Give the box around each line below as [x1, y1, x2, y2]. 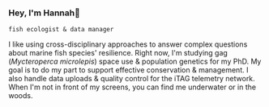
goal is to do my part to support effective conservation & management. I [8, 65, 249, 75]
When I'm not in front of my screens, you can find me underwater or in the [8, 82, 257, 92]
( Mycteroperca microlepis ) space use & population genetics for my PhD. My [8, 56, 262, 67]
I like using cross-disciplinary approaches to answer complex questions [8, 39, 248, 49]
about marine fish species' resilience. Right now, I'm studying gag [8, 48, 228, 58]
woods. [8, 91, 33, 101]
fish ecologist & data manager [8, 26, 114, 34]
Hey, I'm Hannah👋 [8, 7, 81, 19]
